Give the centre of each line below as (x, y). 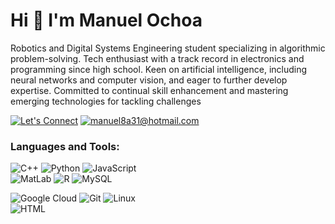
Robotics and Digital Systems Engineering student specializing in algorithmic (168, 48)
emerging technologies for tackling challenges (106, 101)
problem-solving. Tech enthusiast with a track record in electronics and (157, 58)
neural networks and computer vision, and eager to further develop (149, 80)
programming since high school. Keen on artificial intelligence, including (159, 69)
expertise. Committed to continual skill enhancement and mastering (149, 90)
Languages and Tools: (65, 146)
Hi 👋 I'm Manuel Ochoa (106, 20)
